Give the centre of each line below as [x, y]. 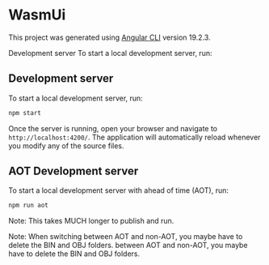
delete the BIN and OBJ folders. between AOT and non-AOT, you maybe [128, 246]
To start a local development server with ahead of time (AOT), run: [118, 190]
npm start [25, 113]
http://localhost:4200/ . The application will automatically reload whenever [134, 137]
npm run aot [28, 205]
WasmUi [37, 15]
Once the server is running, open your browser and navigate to [113, 128]
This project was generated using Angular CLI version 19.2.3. [110, 37]
